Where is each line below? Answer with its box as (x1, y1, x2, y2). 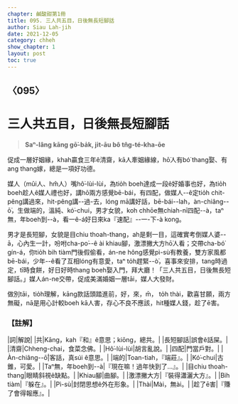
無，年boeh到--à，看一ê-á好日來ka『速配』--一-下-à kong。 (7, 215, 186, 224)
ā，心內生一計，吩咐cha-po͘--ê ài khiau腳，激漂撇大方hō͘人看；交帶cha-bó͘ (7, 239, 225, 248)
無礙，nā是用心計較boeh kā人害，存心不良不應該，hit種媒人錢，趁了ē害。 (7, 299, 224, 307)
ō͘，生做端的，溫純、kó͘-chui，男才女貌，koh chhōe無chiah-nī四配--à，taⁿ (7, 206, 224, 215)
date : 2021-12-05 (7, 30, 59, 38)
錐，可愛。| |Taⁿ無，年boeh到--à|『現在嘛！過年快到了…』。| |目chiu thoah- (7, 362, 229, 371)
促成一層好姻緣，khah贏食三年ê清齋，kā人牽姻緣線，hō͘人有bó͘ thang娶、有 (7, 156, 227, 164)
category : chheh (7, 37, 55, 44)
